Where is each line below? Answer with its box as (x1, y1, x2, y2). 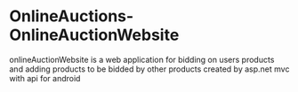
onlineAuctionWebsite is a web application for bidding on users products (9, 54, 275, 65)
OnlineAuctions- (9, 6, 134, 27)
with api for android (9, 73, 81, 83)
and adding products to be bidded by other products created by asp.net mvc (9, 64, 290, 74)
